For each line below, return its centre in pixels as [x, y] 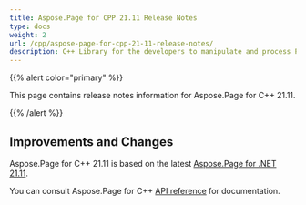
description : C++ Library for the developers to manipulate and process [150, 52]
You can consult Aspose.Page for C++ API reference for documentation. [145, 190]
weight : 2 [28, 35]
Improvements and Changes [92, 142]
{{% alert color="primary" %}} [66, 77]
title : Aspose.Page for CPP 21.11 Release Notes [103, 18]
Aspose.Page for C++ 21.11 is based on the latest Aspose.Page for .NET [143, 163]
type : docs [30, 26]
